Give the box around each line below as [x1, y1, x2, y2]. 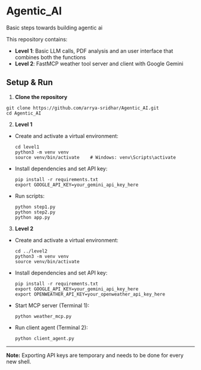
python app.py [14, 214, 50, 220]
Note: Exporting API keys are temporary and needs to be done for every [6, 351, 184, 359]
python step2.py [14, 209, 56, 215]
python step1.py [14, 204, 56, 210]
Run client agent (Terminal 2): [14, 324, 88, 331]
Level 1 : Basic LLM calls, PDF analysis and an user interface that [14, 47, 173, 55]
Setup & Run [6, 77, 53, 88]
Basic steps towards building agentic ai [6, 24, 103, 31]
